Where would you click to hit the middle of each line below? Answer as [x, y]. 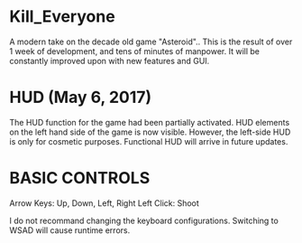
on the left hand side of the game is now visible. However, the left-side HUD [150, 132]
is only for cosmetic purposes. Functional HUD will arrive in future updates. [149, 141]
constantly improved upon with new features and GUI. [110, 61]
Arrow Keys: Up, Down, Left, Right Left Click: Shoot [105, 203]
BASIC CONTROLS [80, 178]
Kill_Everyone [62, 17]
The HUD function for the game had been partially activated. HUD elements [150, 122]
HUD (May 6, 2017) [81, 98]
